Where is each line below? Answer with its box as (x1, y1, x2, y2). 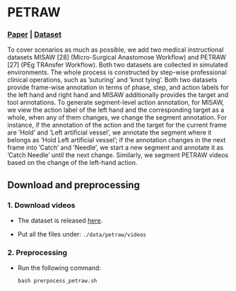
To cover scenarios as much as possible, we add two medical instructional (7, 45, 224, 54)
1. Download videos (7, 200, 76, 210)
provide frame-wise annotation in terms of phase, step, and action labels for (7, 83, 229, 92)
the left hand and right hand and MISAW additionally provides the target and (7, 91, 229, 99)
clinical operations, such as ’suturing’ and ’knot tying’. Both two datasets (7, 76, 218, 84)
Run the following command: (17, 263, 101, 273)
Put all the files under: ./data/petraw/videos (17, 230, 147, 239)
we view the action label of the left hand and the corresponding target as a (7, 105, 225, 114)
